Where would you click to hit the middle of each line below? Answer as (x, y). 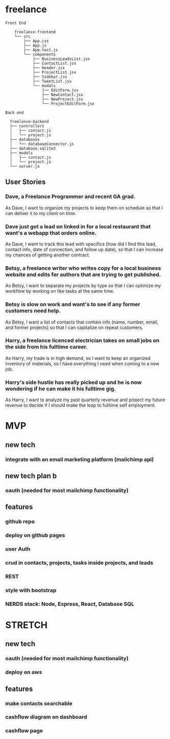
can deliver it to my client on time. (41, 213)
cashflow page (24, 731)
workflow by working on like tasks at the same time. (60, 291)
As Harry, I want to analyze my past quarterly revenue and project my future (85, 400)
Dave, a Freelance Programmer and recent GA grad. (70, 197)
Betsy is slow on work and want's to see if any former (73, 305)
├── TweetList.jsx (52, 81)
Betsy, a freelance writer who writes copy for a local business (83, 268)
